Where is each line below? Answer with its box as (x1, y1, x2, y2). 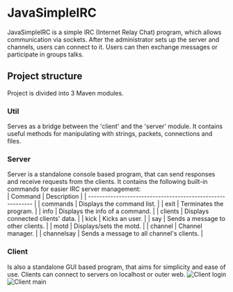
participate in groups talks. (7, 50, 84, 59)
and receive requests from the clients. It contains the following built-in (7, 178, 208, 186)
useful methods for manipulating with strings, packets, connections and (7, 130, 213, 138)
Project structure (7, 70, 83, 82)
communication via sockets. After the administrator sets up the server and (7, 35, 220, 43)
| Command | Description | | (7, 192, 87, 201)
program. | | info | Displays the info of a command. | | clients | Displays (7, 207, 209, 215)
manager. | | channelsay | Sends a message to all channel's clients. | (7, 229, 203, 238)
